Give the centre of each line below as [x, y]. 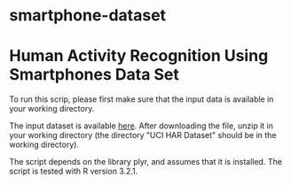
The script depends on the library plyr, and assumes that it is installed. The [145, 162]
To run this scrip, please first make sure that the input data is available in [142, 99]
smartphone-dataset [88, 15]
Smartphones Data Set [94, 75]
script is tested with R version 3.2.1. [74, 171]
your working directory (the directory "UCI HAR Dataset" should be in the [143, 135]
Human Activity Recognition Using [139, 56]
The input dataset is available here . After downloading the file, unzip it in [141, 126]
